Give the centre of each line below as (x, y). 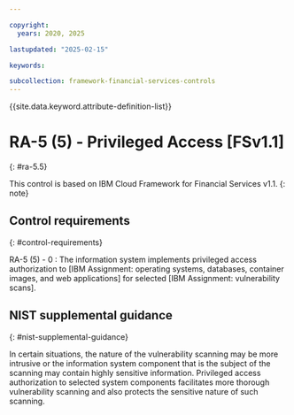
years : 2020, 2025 (51, 33)
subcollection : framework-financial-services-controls (112, 81)
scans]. (23, 288)
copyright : (29, 25)
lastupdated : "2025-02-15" (59, 50)
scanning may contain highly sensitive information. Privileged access (135, 373)
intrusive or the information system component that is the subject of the (140, 363)
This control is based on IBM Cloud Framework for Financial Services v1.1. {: (147, 184)
